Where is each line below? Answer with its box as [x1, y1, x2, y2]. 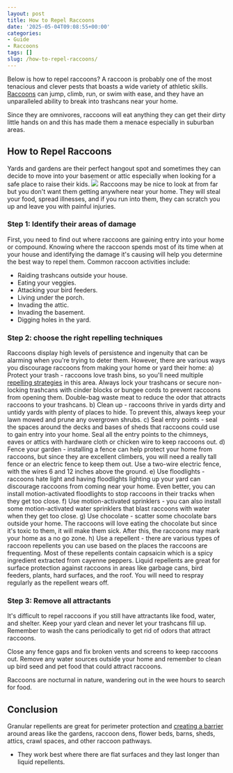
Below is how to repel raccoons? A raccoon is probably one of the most [7, 75, 212, 83]
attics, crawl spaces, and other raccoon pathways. [7, 737, 152, 745]
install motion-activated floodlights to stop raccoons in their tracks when [7, 490, 216, 498]
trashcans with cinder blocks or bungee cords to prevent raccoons [29, 386, 221, 394]
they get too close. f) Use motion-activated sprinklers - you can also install [7, 497, 221, 506]
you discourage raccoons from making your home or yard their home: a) [7, 363, 214, 372]
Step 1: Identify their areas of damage [7, 219, 137, 229]
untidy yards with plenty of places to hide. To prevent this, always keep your [7, 408, 226, 416]
